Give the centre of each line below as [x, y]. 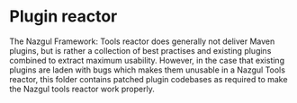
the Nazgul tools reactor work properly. [82, 89]
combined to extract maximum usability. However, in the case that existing [147, 60]
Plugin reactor [63, 17]
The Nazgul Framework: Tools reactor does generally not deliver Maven [142, 41]
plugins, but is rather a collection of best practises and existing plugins [140, 50]
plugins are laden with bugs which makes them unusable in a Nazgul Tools [148, 70]
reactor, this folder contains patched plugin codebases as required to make [148, 79]
